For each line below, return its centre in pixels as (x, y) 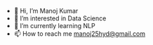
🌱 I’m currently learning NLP (55, 26)
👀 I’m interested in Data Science (60, 18)
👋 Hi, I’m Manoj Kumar (46, 11)
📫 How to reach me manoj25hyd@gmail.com (80, 34)
